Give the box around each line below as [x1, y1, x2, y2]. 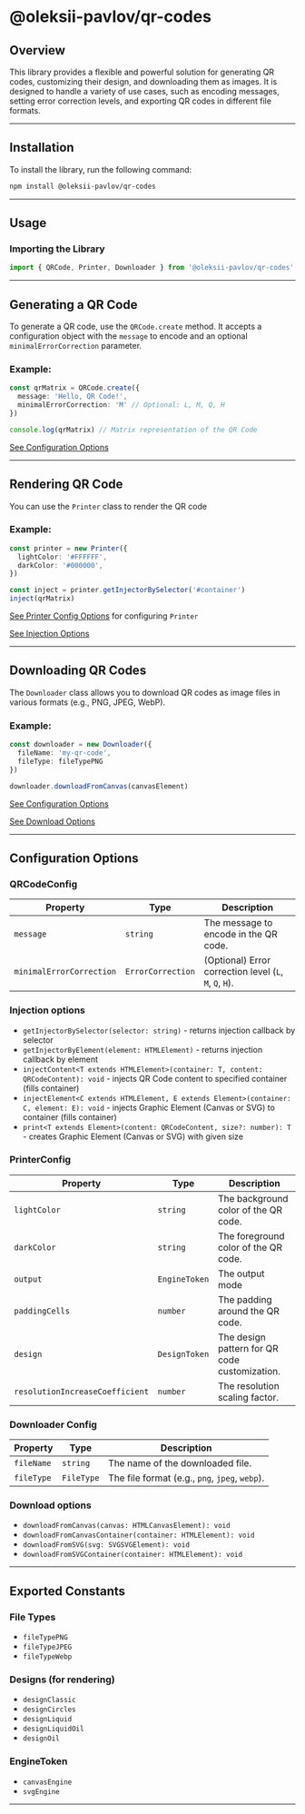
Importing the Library [9, 243, 106, 255]
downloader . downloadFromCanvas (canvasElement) [9, 781, 189, 791]
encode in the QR [203, 928, 279, 941]
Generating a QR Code [9, 297, 138, 312]
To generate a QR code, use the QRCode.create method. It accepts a [9, 321, 262, 332]
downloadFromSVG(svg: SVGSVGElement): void [22, 1541, 191, 1550]
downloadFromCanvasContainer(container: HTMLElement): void [22, 1531, 255, 1541]
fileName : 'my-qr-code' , [17, 748, 112, 758]
